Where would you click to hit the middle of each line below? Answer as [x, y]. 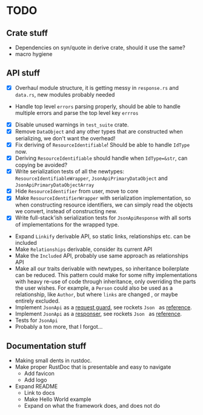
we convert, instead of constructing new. [66, 211]
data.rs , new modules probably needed [65, 94]
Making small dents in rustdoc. [53, 361]
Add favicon [39, 374]
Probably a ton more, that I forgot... [59, 327]
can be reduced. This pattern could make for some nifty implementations [106, 275]
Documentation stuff [46, 346]
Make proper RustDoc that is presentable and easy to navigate [93, 367]
